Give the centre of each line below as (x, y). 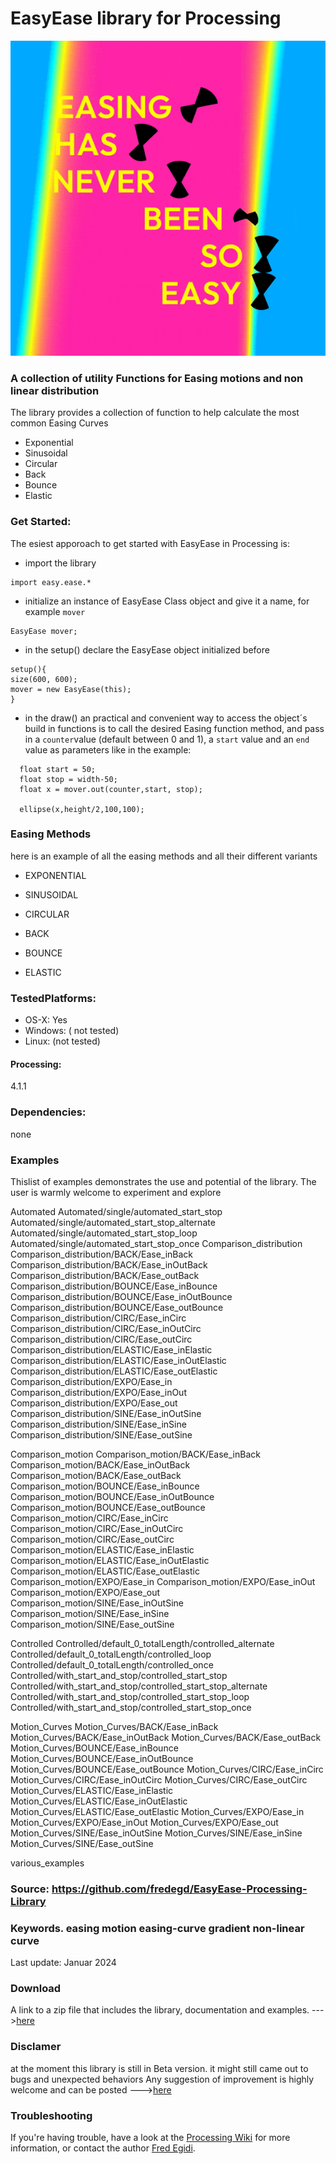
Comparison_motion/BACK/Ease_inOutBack (100, 1464)
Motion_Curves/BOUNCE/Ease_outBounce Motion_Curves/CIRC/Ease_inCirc (167, 1769)
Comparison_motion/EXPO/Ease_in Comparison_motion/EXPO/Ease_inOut (163, 1581)
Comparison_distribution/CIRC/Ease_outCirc (101, 1339)
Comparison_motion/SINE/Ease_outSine (92, 1624)
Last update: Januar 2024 (63, 1963)
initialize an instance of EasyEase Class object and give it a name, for (167, 601)
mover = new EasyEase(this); (71, 689)
